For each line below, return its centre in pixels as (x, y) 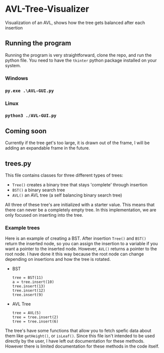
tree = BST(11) (28, 278)
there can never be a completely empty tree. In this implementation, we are (81, 210)
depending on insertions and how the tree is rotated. (58, 259)
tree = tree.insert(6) (35, 322)
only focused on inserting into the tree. (44, 215)
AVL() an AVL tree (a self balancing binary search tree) (67, 195)
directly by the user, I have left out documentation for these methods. (75, 341)
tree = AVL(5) (26, 313)
